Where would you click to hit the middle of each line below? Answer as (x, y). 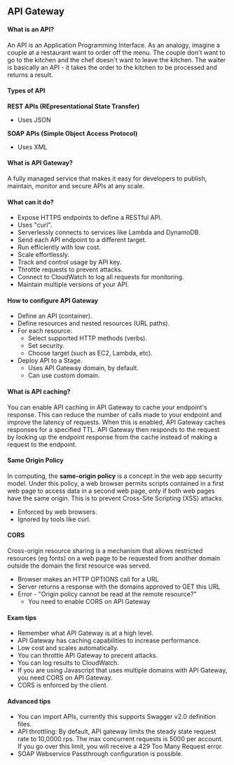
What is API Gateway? (40, 163)
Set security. (46, 346)
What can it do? (30, 202)
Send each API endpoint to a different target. (82, 240)
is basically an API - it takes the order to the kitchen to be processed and (112, 67)
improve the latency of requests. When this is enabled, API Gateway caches (117, 422)
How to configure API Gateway (53, 300)
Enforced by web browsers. (57, 512)
